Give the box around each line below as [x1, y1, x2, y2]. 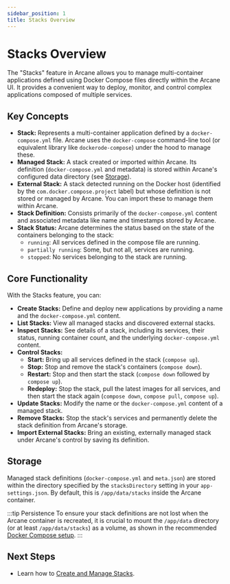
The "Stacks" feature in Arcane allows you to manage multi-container [7, 69, 204, 77]
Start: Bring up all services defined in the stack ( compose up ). [27, 355, 200, 364]
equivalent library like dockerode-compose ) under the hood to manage [16, 144, 211, 152]
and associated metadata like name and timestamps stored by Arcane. [16, 216, 216, 225]
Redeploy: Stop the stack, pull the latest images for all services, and [27, 385, 221, 393]
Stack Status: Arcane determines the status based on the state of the [16, 224, 215, 232]
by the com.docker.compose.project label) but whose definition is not [16, 187, 211, 196]
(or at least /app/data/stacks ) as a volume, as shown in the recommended [7, 524, 218, 532]
